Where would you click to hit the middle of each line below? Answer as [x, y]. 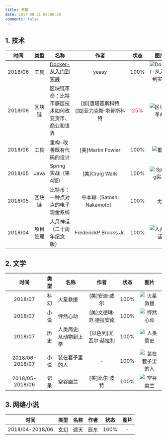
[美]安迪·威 [101, 296]
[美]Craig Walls [100, 174]
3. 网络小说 [22, 405]
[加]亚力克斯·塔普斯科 [100, 111]
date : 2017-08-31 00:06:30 [33, 14]
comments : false [22, 19]
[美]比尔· [99, 378]
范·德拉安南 [102, 320]
